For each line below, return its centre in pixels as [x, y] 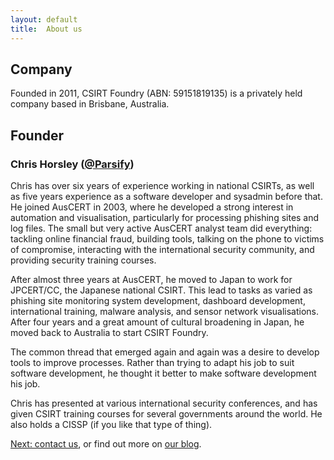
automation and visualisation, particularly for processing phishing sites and [165, 217]
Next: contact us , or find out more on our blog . [106, 444]
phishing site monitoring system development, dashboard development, [158, 300]
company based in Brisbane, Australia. [90, 104]
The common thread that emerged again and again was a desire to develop [165, 352]
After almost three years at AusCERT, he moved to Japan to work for [151, 279]
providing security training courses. [83, 260]
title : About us [46, 29]
